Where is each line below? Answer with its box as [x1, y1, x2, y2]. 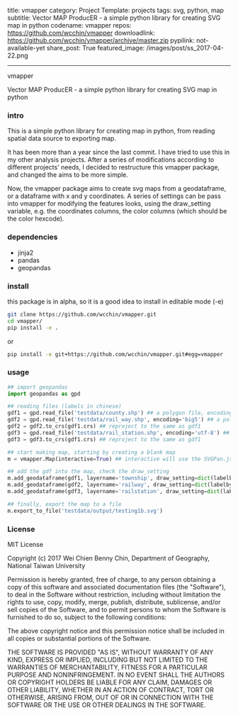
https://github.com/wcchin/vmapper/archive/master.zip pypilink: [7, 36, 195, 45]
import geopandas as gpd [7, 390, 81, 397]
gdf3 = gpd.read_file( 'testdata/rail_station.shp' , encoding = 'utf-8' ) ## [7, 429, 230, 436]
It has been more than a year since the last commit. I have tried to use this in [7, 148, 230, 157]
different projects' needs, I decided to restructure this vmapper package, [7, 163, 220, 172]
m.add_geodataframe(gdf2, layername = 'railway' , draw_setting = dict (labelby [7, 482, 233, 489]
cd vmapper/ [7, 317, 42, 325]
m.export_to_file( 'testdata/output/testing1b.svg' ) [7, 507, 163, 514]
